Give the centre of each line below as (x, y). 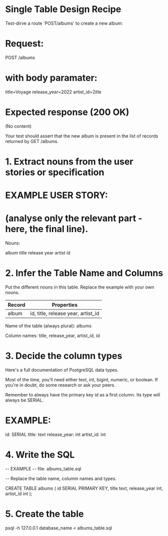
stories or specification (55, 172)
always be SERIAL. (25, 400)
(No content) (18, 126)
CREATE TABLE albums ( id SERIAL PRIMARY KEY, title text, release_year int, (84, 488)
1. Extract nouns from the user (69, 161)
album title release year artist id (38, 253)
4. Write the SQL (40, 455)
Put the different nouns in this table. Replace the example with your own (80, 287)
